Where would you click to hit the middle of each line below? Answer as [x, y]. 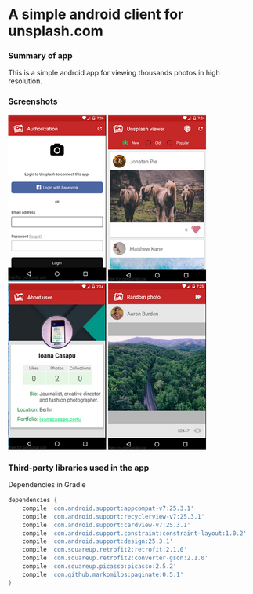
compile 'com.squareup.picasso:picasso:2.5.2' [99, 566]
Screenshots [33, 101]
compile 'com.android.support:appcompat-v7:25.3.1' [108, 508]
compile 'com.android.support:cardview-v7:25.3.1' [107, 525]
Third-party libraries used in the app [79, 467]
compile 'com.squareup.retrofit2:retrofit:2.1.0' [105, 550]
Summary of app [40, 56]
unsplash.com [56, 31]
